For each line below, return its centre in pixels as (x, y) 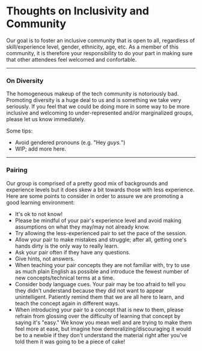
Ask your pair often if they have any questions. (72, 252)
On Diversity (25, 80)
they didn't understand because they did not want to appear (89, 290)
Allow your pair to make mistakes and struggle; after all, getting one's (101, 239)
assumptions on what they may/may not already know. (82, 227)
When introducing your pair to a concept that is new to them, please (99, 310)
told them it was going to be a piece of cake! (70, 341)
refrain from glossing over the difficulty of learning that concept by (98, 316)
